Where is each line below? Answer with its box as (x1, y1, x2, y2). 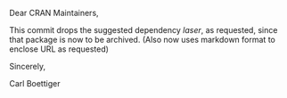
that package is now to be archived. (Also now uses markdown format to (9, 35, 276, 45)
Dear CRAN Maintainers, (9, 8, 100, 18)
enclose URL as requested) (9, 44, 110, 54)
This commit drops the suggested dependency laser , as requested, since (9, 25, 278, 35)
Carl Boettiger (9, 78, 61, 88)
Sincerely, (9, 61, 46, 71)
